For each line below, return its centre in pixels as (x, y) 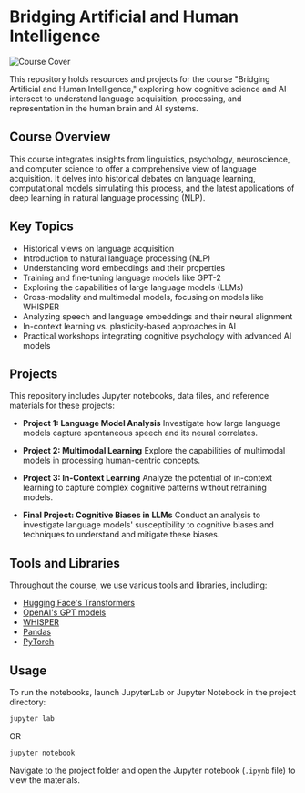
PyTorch (38, 642)
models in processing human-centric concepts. (112, 460)
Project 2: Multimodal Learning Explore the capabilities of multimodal (154, 451)
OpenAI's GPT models (64, 612)
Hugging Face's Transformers (78, 603)
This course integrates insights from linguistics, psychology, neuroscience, (150, 159)
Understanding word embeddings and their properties (124, 267)
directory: (28, 702)
